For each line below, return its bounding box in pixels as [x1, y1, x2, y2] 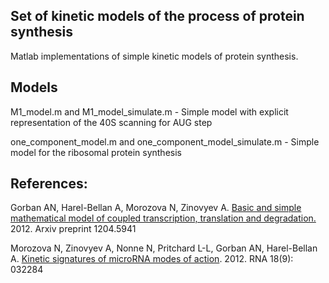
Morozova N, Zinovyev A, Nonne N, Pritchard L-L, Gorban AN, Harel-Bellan [10, 242, 318, 254]
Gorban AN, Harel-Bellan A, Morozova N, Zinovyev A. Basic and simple [10, 202, 302, 214]
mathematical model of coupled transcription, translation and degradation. [10, 212, 317, 224]
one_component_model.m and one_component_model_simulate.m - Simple [10, 135, 320, 148]
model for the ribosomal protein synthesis [10, 146, 182, 158]
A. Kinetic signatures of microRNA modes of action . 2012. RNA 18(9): [10, 253, 294, 265]
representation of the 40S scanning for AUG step [10, 116, 213, 128]
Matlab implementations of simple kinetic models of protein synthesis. [10, 50, 299, 62]
